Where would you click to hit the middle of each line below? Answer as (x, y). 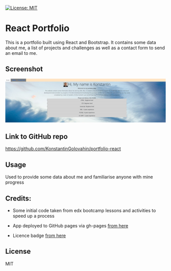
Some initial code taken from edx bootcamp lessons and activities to (84, 210)
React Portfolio (37, 28)
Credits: (18, 198)
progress (15, 182)
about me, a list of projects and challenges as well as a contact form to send (85, 48)
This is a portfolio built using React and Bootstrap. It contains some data (81, 42)
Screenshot (24, 69)
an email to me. (21, 53)
